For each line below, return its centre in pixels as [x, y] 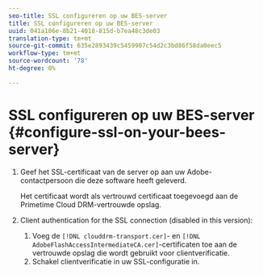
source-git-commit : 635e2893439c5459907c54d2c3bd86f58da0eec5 [115, 46]
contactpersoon [47, 180]
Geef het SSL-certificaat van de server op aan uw [102, 172]
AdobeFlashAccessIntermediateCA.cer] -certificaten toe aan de [135, 244]
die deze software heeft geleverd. [131, 180]
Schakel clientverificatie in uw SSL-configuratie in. [116, 261]
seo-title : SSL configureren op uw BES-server [88, 16]
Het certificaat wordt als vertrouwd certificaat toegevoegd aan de [129, 196]
